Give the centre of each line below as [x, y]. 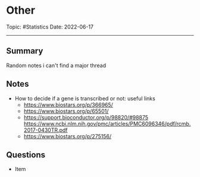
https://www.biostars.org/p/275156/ [68, 136]
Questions [26, 155]
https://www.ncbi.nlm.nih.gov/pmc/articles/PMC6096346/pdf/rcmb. [107, 124]
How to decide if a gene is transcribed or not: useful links [85, 98]
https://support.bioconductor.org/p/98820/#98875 [86, 117]
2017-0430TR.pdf [46, 130]
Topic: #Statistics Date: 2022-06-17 [50, 27]
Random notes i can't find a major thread [56, 65]
